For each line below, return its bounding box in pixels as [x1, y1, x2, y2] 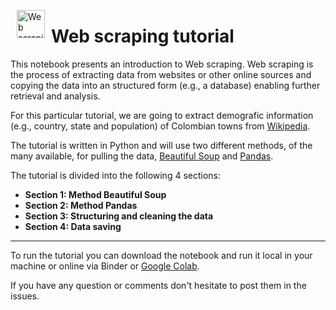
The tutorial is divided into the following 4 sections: [10, 169, 221, 181]
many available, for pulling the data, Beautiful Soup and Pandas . [10, 150, 274, 162]
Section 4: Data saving [24, 220, 122, 232]
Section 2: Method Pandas [24, 199, 138, 211]
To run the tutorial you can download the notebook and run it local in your [10, 249, 313, 261]
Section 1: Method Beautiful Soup [24, 188, 167, 200]
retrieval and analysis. [10, 90, 101, 102]
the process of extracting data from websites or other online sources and [10, 68, 312, 80]
